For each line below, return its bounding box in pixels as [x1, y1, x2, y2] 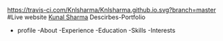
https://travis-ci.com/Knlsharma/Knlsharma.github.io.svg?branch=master [7, 6, 216, 14]
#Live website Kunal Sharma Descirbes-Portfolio [7, 13, 145, 21]
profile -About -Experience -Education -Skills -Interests [17, 27, 176, 34]
